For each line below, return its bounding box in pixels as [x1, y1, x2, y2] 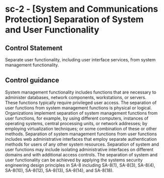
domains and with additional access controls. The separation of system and [5, 152, 158, 157]
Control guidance [5, 76, 60, 84]
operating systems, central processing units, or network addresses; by [5, 120, 148, 126]
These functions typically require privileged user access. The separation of [5, 100, 157, 105]
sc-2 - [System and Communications [5, 3, 158, 15]
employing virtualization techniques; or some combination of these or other [5, 126, 157, 131]
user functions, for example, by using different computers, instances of [5, 115, 148, 121]
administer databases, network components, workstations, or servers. [5, 94, 147, 100]
